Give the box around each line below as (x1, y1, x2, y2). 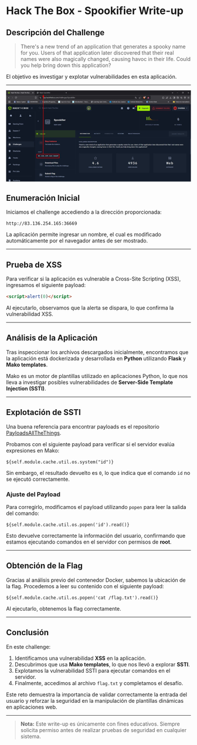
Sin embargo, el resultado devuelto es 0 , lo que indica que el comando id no (6, 469, 191, 476)
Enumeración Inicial (6, 193, 80, 203)
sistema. (20, 733, 41, 740)
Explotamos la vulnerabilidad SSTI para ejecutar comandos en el (14, 667, 171, 674)
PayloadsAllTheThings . (6, 429, 62, 436)
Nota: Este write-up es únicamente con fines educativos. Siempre (20, 720, 180, 727)
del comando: (6, 510, 39, 517)
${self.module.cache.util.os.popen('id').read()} (6, 521, 130, 528)
